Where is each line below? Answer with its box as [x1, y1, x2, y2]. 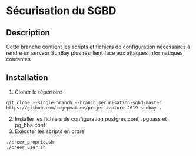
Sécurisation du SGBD [6, 4, 117, 18]
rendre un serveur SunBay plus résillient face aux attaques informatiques [6, 49, 183, 57]
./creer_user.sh [6, 144, 46, 150]
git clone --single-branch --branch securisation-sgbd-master [6, 99, 162, 105]
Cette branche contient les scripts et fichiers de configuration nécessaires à [6, 43, 191, 50]
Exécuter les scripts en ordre [14, 128, 85, 135]
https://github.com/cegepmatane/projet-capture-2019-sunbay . [6, 105, 162, 111]
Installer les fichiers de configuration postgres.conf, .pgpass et [14, 115, 167, 122]
